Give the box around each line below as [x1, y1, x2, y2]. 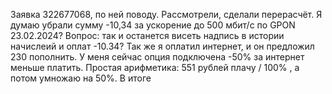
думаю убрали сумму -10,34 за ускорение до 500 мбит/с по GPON [10, 19, 296, 31]
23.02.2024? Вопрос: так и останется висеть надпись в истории [10, 30, 285, 41]
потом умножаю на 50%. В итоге [10, 72, 152, 84]
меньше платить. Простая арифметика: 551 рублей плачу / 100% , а [10, 62, 300, 73]
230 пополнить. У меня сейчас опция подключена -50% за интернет [10, 51, 305, 63]
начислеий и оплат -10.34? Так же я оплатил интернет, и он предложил [10, 40, 315, 52]
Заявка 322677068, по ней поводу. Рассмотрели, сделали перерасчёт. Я [10, 9, 323, 20]
